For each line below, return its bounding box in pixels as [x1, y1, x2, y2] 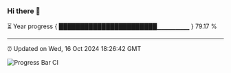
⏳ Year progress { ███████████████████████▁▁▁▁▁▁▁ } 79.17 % [7, 22, 217, 30]
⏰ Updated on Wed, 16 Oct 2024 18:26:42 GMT [7, 45, 142, 53]
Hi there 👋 [7, 6, 41, 16]
